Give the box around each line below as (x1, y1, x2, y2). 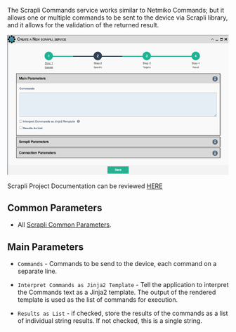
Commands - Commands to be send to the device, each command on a (17, 260, 217, 268)
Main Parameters (7, 241, 84, 253)
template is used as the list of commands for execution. (17, 296, 178, 304)
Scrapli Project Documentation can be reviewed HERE (7, 182, 163, 190)
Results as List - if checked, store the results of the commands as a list (17, 309, 228, 318)
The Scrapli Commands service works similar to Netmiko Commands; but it (7, 6, 225, 14)
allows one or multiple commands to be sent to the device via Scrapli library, (7, 13, 228, 22)
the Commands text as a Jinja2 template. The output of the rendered (17, 288, 216, 297)
